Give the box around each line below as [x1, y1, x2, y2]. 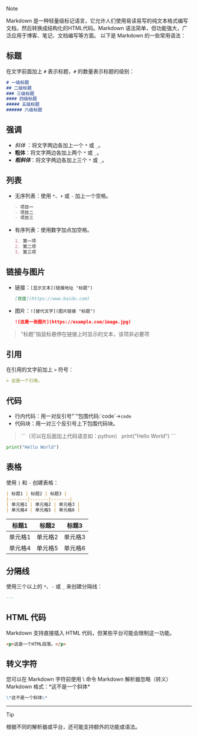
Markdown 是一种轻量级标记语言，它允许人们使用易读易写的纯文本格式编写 [6, 17, 189, 24]
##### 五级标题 [6, 102, 40, 108]
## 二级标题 [6, 85, 32, 91]
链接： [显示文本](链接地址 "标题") [14, 284, 93, 291]
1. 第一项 [14, 238, 37, 244]
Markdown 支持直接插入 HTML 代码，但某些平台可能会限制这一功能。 [6, 629, 175, 636]
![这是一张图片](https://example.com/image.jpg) [14, 319, 131, 325]
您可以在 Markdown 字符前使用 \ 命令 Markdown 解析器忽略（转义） [6, 676, 172, 683]
